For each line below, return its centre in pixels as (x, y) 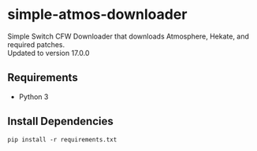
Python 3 (34, 97)
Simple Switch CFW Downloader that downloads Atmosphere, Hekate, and (128, 36)
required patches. (36, 44)
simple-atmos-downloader (97, 15)
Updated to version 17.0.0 (48, 53)
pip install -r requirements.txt (62, 139)
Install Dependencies (60, 122)
